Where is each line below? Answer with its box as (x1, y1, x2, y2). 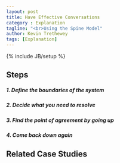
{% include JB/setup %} (6, 53, 66, 59)
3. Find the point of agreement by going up (6, 117, 115, 124)
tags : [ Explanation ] (6, 36, 58, 42)
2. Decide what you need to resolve (6, 102, 96, 109)
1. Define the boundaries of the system (6, 86, 104, 93)
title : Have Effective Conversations (6, 14, 100, 20)
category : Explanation (6, 20, 66, 26)
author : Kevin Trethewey (6, 31, 68, 37)
